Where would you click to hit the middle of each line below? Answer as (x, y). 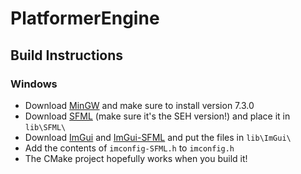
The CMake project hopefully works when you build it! (136, 158)
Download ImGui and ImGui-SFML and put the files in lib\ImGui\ (158, 137)
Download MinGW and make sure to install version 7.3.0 (139, 105)
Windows (34, 84)
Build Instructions (67, 55)
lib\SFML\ (45, 127)
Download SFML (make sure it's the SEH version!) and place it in (157, 116)
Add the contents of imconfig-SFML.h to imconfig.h (129, 148)
